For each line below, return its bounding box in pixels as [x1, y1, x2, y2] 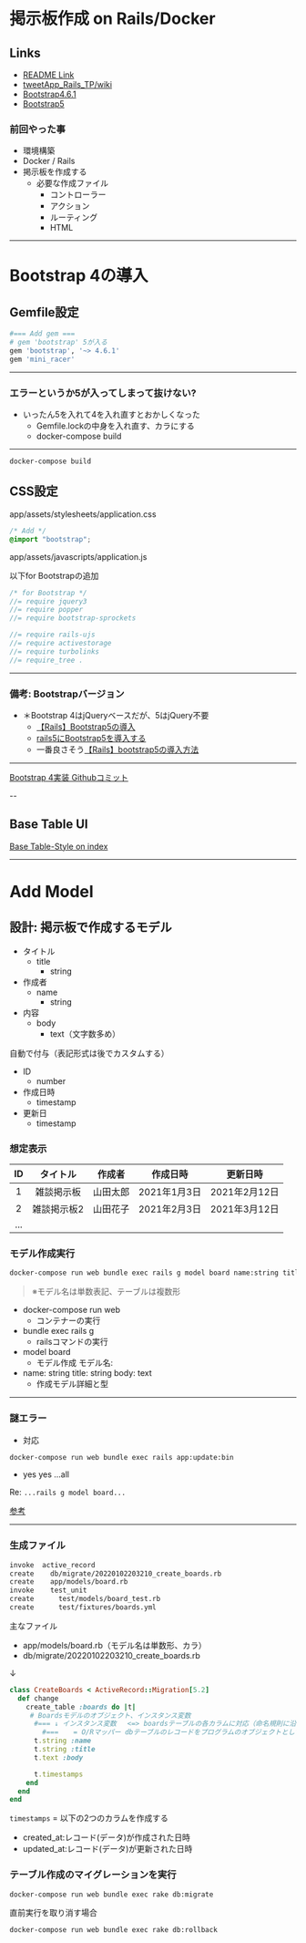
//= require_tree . [9, 656, 84, 665]
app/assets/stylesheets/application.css [9, 508, 157, 520]
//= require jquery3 [9, 596, 88, 606]
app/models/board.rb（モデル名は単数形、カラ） [22, 1639, 207, 1650]
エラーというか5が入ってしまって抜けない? [9, 387, 197, 399]
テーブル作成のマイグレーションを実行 [9, 1868, 177, 1881]
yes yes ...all [22, 1469, 70, 1480]
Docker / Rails [22, 156, 76, 167]
